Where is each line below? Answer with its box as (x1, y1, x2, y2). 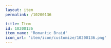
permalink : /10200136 (5, 12, 52, 17)
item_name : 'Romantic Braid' (5, 31, 68, 36)
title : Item (5, 21, 31, 26)
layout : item (5, 7, 33, 13)
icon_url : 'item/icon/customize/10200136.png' (5, 35, 107, 40)
